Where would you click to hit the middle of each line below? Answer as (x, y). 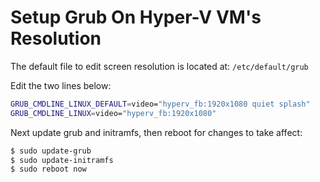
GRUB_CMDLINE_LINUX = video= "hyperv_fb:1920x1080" (113, 113)
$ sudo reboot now (48, 169)
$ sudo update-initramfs (62, 160)
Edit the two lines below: (61, 85)
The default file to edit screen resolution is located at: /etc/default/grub (159, 66)
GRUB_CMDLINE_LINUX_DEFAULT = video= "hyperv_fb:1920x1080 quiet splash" (160, 104)
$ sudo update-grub (51, 151)
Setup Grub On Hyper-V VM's (136, 17)
